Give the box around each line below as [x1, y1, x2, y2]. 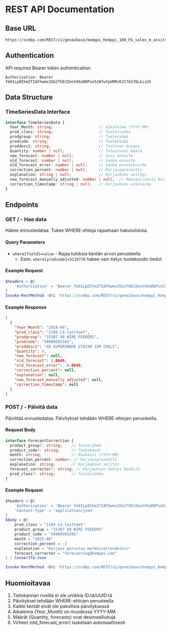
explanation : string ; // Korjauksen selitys [10, 462, 120, 467]
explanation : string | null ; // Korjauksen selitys [10, 172, 147, 177]
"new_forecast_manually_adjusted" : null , [14, 377, 103, 382]
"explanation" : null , [14, 372, 60, 377]
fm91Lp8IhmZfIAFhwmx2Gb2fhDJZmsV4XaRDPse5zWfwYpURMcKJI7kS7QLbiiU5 [5, 79, 152, 84]
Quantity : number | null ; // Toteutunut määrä [10, 148, 142, 154]
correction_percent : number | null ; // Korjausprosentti [10, 167, 142, 173]
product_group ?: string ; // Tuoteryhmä [10, 443, 101, 448]
